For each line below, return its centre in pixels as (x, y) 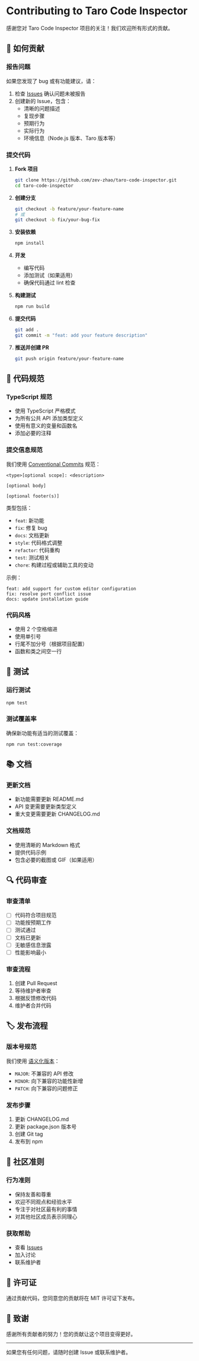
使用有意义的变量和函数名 (46, 426)
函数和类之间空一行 (38, 651)
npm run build (32, 306)
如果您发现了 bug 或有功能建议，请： (51, 81)
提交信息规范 (25, 450)
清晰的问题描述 (42, 108)
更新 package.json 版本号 (46, 1127)
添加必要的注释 (33, 433)
